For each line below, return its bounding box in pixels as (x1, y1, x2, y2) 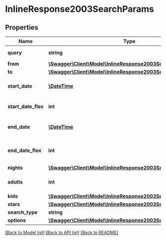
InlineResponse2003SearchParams (5, 3, 154, 15)
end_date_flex (7, 147, 41, 154)
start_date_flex (7, 103, 43, 110)
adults (7, 179, 23, 185)
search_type (7, 209, 38, 216)
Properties (5, 23, 39, 32)
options (7, 217, 26, 224)
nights (7, 164, 23, 171)
